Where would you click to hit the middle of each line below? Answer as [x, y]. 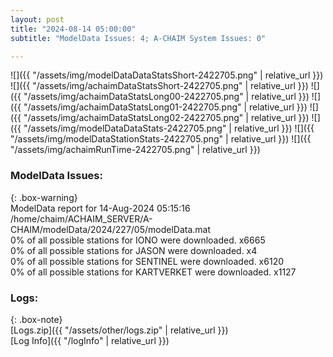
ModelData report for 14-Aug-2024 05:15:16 [100, 208]
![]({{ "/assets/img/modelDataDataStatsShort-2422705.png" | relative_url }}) [167, 75]
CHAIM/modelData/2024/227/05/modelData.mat [111, 229]
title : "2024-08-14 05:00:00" [73, 29]
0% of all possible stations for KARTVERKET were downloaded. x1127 [153, 272]
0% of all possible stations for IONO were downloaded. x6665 [138, 240]
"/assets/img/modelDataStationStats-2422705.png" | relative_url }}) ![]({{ [161, 139]
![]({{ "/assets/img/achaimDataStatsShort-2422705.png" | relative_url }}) [159, 86]
